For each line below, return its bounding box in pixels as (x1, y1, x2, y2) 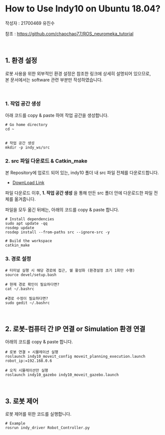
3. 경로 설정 (5, 255, 31, 262)
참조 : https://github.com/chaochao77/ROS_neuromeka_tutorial (5, 30, 134, 36)
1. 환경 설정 (5, 56, 37, 65)
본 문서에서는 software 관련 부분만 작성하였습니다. (5, 77, 103, 83)
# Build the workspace (5, 239, 52, 244)
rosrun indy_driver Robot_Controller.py (5, 426, 90, 431)
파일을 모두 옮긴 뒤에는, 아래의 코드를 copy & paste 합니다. (5, 207, 119, 213)
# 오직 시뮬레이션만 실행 (5, 368, 49, 373)
